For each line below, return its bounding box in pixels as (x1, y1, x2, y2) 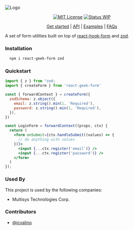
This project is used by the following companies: (5, 187, 102, 192)
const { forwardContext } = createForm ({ (5, 92, 91, 97)
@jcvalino (12, 219, 32, 225)
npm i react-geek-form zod (9, 56, 64, 61)
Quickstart (5, 68, 31, 75)
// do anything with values (18, 137, 76, 142)
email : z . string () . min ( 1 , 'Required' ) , (14, 101, 95, 106)
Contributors (5, 209, 37, 215)
